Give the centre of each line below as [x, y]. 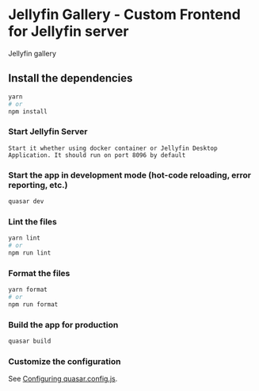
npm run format [33, 304]
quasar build [30, 341]
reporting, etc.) [38, 185]
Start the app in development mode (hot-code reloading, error [130, 174]
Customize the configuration [65, 361]
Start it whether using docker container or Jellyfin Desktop [113, 148]
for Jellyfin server [69, 31]
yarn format [28, 290]
